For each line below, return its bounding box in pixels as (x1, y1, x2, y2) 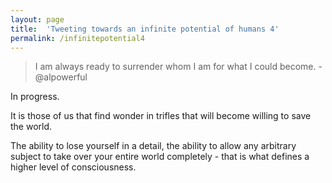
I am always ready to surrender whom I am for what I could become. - (34, 61, 323, 73)
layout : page (10, 14, 65, 25)
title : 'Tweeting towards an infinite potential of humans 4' (10, 24, 280, 34)
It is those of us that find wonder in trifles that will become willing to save (10, 110, 312, 122)
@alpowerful (34, 71, 88, 83)
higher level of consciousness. (10, 161, 137, 173)
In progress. (10, 91, 60, 103)
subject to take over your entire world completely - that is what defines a (10, 151, 310, 163)
